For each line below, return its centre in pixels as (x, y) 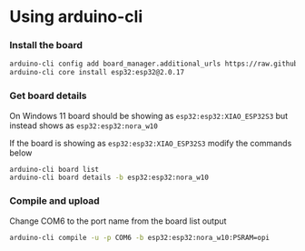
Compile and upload (54, 201)
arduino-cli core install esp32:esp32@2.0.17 (97, 73)
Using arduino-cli (76, 17)
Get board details (48, 95)
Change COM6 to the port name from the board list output (118, 221)
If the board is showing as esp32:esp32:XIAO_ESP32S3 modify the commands (151, 143)
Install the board (46, 45)
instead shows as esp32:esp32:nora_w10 (84, 125)
